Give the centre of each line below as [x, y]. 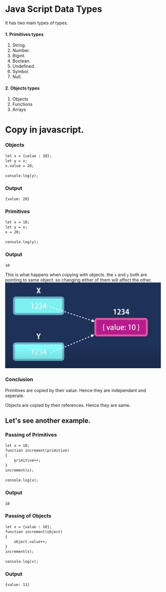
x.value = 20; [20, 166]
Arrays [19, 109]
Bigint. [19, 56]
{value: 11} [17, 585]
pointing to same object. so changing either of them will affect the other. [79, 280]
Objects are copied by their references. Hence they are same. [68, 405]
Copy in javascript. [44, 129]
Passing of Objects [28, 516]
